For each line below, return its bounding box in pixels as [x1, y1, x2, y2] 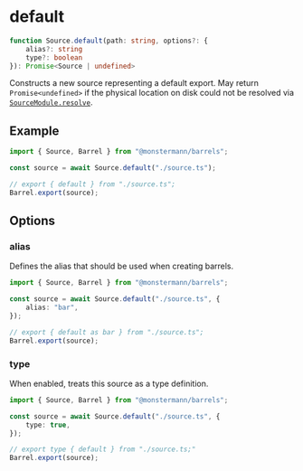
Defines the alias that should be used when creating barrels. [9, 260, 234, 272]
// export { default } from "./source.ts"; [9, 180, 176, 189]
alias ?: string [25, 44, 83, 53]
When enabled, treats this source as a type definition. [9, 378, 209, 389]
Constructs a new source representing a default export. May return [9, 78, 260, 89]
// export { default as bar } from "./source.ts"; [9, 327, 204, 336]
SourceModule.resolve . [9, 97, 93, 108]
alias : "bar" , [25, 303, 79, 313]
